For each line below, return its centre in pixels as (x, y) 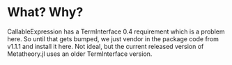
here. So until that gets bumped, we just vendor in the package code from (113, 38)
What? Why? (45, 12)
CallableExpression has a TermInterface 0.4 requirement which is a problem (116, 31)
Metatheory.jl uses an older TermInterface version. (80, 54)
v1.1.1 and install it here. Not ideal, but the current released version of (106, 46)
